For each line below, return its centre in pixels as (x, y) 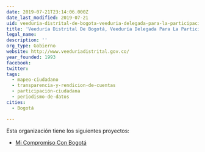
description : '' (27, 40)
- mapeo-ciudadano (35, 80)
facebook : (19, 63)
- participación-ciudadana (46, 91)
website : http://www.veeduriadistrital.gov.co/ (68, 52)
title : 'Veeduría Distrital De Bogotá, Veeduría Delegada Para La (92, 29)
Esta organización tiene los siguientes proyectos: (68, 131)
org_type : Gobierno (31, 46)
